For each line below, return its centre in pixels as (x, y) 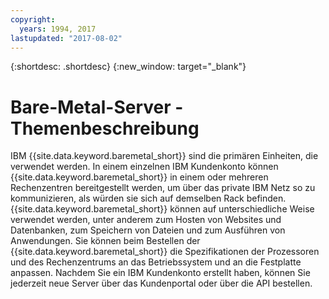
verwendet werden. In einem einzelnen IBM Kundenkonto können (144, 167)
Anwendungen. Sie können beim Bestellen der (105, 241)
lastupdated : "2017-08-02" (66, 38)
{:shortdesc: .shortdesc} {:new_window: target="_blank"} (128, 67)
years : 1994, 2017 (58, 29)
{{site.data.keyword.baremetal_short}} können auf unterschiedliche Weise (162, 209)
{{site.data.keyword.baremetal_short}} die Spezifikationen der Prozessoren (165, 252)
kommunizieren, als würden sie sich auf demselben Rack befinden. (148, 198)
